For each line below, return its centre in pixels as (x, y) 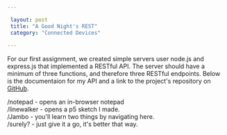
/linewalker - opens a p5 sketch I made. (64, 109)
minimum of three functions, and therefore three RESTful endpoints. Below (114, 74)
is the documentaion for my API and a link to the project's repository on (109, 81)
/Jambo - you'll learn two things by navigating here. (81, 117)
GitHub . (18, 88)
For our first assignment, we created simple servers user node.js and (106, 59)
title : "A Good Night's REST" (54, 26)
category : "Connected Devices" (55, 33)
